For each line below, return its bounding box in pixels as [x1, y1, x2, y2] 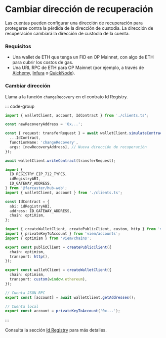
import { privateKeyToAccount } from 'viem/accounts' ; [5, 231, 121, 236]
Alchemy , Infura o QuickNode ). [12, 70, 76, 76]
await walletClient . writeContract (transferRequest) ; [5, 158, 116, 163]
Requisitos [5, 43, 31, 50]
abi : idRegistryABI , [9, 203, 52, 209]
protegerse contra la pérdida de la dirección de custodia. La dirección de [5, 25, 154, 31]
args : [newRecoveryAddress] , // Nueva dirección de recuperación [9, 144, 147, 149]
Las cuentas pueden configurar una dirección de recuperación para [5, 20, 143, 26]
